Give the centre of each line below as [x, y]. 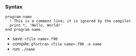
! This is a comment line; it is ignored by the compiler [70, 21]
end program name [23, 30]
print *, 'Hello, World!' [36, 25]
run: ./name [24, 49]
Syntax [14, 7]
